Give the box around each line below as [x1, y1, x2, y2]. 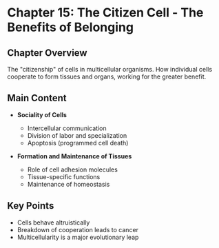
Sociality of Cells [17, 110, 67, 118]
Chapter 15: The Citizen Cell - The [7, 5, 204, 21]
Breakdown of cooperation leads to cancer [17, 225, 139, 234]
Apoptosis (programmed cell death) [27, 138, 129, 147]
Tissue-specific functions [27, 172, 101, 180]
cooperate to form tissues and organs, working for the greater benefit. [7, 72, 207, 81]
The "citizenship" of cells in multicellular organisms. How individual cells [7, 65, 212, 73]
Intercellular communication [27, 124, 107, 132]
